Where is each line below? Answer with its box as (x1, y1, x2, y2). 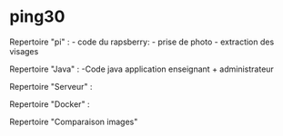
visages (9, 45, 39, 56)
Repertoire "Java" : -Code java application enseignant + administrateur (9, 63, 275, 74)
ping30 (9, 6, 66, 27)
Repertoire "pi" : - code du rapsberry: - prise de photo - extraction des (9, 36, 275, 47)
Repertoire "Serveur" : (9, 81, 93, 92)
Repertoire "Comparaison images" (9, 116, 138, 127)
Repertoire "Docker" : (9, 98, 90, 110)
